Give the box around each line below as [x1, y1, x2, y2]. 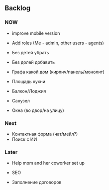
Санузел [11, 97, 30, 103]
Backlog [4, 4, 31, 12]
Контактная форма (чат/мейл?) [11, 131, 78, 137]
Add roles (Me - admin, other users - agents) [11, 40, 104, 46]
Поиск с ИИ [11, 136, 37, 142]
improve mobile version [11, 30, 60, 36]
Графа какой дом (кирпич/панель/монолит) [11, 69, 105, 75]
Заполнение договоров [11, 179, 62, 186]
